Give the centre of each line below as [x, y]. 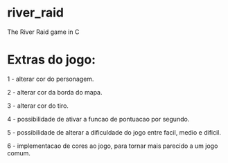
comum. [19, 153]
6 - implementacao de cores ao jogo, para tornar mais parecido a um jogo [113, 146]
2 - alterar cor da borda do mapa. [55, 92]
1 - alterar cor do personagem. [51, 79]
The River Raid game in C [43, 32]
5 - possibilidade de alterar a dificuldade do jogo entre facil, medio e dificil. [114, 132]
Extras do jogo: [51, 60]
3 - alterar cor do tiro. [38, 106]
